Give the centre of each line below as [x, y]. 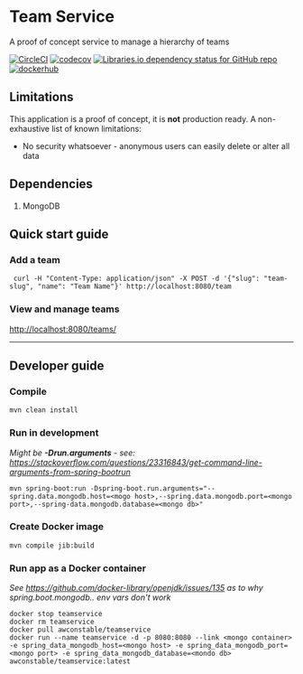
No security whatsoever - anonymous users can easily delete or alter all [156, 145]
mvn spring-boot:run [48, 488]
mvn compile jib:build [52, 545]
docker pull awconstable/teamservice [80, 630]
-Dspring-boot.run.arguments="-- [153, 488]
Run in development [54, 433]
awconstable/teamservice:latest [70, 661]
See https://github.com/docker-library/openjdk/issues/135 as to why [136, 588]
